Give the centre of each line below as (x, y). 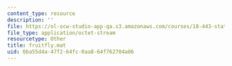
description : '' (30, 20)
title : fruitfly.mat (37, 45)
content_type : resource (41, 13)
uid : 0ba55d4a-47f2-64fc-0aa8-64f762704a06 (71, 52)
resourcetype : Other (37, 39)
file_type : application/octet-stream (61, 33)
